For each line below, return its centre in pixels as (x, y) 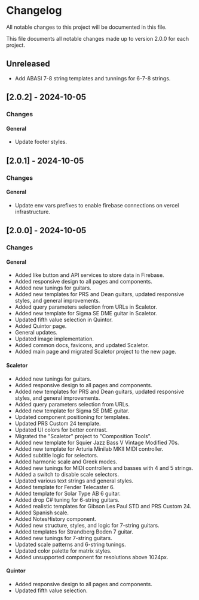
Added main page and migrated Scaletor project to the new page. (95, 352)
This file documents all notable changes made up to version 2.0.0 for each (98, 38)
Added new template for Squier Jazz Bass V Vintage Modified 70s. (97, 442)
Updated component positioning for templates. (72, 417)
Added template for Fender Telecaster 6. (65, 487)
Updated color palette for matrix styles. (63, 551)
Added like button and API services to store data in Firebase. (89, 275)
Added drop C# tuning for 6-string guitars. (67, 500)
